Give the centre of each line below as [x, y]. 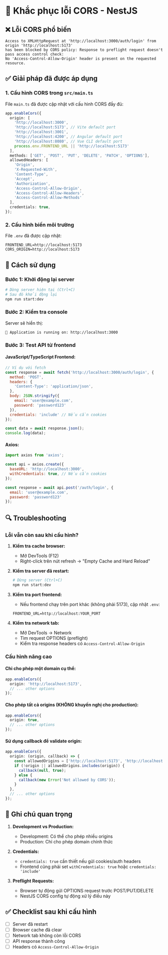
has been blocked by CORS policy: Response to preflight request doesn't [84, 50]
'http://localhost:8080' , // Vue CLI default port [68, 141]
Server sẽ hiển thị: [24, 323]
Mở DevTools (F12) [39, 556]
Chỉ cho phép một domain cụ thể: [41, 669]
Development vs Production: [43, 826]
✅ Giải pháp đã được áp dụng [52, 79]
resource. [16, 63]
